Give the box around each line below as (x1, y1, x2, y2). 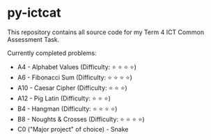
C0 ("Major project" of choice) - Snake (17, 125, 129, 133)
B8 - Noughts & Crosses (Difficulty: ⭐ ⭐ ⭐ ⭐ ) (17, 115, 145, 123)
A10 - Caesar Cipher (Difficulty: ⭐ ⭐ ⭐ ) (17, 84, 127, 92)
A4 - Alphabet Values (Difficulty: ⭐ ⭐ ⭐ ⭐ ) (17, 63, 137, 71)
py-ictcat (7, 5, 61, 21)
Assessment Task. (7, 35, 60, 43)
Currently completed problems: (7, 49, 97, 57)
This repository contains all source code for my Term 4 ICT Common (7, 28, 204, 36)
